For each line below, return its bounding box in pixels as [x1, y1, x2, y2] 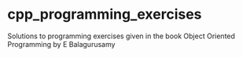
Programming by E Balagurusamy [7, 39, 116, 48]
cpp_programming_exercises [7, 5, 202, 23]
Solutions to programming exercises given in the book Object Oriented [7, 31, 235, 41]
